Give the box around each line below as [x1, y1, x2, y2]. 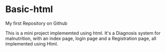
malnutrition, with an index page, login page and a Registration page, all [5, 35, 156, 41]
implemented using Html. [5, 40, 58, 46]
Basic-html [5, 4, 53, 15]
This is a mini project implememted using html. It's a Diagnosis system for [5, 30, 161, 36]
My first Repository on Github [5, 20, 68, 26]
